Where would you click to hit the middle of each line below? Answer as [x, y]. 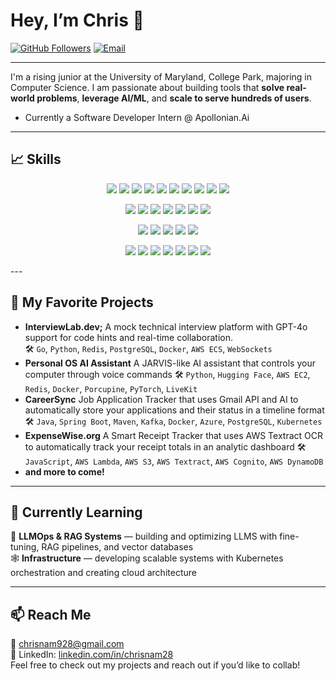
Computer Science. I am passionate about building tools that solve [147, 87]
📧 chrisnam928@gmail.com [67, 644]
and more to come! [64, 471]
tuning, [25, 547]
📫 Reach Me [51, 614]
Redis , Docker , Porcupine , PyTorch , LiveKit [111, 388]
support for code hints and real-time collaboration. [128, 337]
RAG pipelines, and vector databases [117, 547]
